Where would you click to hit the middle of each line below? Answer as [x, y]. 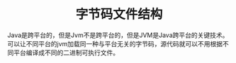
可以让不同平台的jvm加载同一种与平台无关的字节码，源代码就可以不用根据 [115, 43]
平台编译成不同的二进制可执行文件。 [66, 52]
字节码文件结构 [119, 14]
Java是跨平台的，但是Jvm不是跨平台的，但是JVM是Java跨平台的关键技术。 [118, 35]
